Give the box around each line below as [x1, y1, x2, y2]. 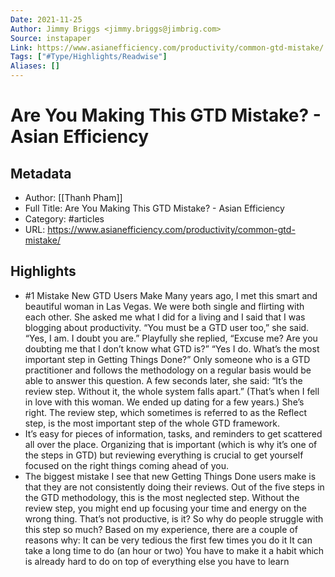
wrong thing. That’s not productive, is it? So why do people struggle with [24, 512, 324, 525]
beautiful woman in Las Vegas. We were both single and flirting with [24, 300, 305, 312]
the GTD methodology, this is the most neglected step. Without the [24, 491, 300, 503]
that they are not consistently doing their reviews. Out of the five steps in [24, 481, 325, 493]
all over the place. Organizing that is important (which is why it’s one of [24, 438, 318, 450]
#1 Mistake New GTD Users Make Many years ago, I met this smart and [24, 289, 318, 301]
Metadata [10, 165, 72, 182]
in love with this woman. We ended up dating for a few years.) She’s [24, 396, 305, 408]
